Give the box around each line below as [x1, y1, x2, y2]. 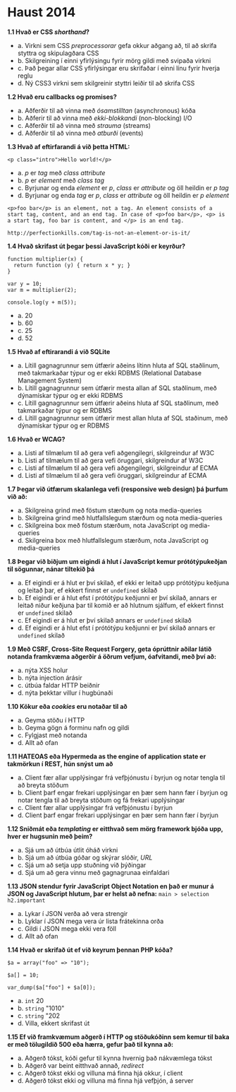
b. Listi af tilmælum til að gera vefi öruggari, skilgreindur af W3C [17, 456, 204, 464]
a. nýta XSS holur [17, 666, 68, 674]
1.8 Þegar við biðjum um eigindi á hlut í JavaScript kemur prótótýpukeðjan [7, 557, 228, 565]
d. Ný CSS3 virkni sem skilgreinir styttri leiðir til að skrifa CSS [17, 78, 195, 87]
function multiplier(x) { [7, 255, 83, 262]
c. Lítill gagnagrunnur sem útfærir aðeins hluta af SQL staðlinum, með [17, 399, 219, 407]
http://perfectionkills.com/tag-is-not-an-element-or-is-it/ [7, 229, 191, 237]
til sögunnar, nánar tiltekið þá [7, 565, 95, 573]
